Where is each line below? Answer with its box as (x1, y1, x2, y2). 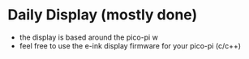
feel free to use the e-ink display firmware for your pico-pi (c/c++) (19, 40, 241, 50)
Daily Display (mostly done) (7, 6, 198, 24)
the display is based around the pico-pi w (19, 32, 159, 42)
